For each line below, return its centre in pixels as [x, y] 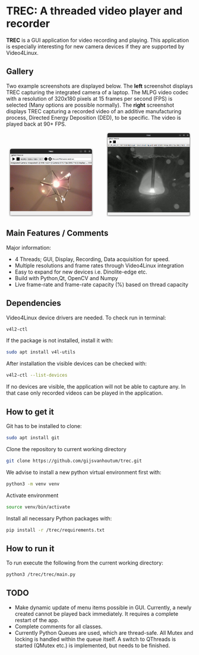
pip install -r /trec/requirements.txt [56, 530]
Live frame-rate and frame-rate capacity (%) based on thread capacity [102, 284]
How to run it [30, 549]
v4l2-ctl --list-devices [37, 375]
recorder [28, 24]
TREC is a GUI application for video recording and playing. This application [97, 40]
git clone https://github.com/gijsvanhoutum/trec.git [74, 461]
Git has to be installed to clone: [44, 426]
